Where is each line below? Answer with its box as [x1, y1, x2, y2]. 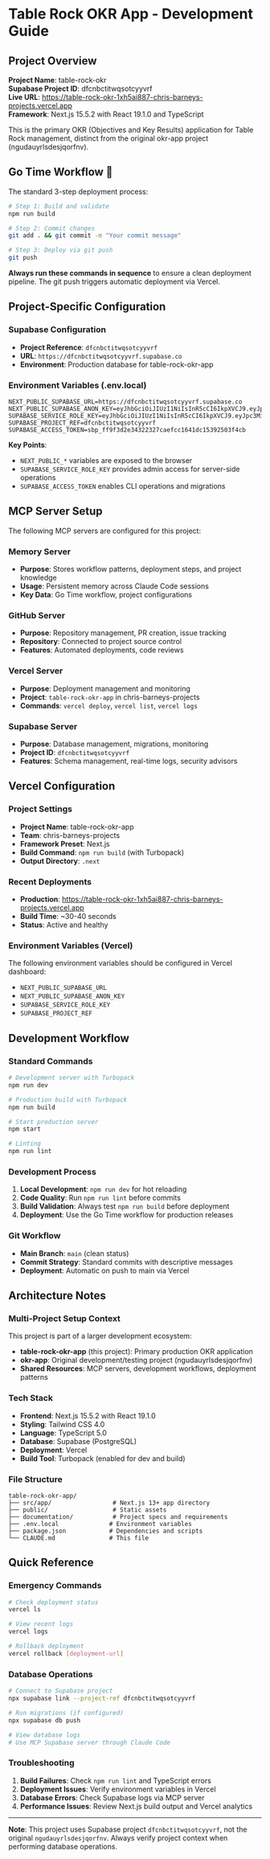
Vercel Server [8, 665, 63, 676]
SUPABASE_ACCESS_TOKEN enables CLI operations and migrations [19, 482, 226, 491]
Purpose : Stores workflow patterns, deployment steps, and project [19, 564, 242, 574]
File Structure [8, 1473, 63, 1484]
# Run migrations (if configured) [8, 1709, 125, 1717]
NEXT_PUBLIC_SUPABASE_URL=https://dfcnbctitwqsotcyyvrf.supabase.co [8, 398, 243, 406]
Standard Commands [8, 1055, 93, 1066]
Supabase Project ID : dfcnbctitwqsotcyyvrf [8, 84, 153, 93]
